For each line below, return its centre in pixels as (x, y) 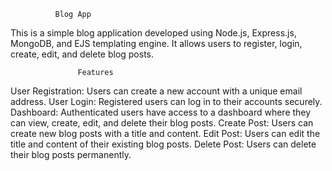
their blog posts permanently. (71, 154)
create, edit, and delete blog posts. (82, 54)
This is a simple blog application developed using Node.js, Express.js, (153, 33)
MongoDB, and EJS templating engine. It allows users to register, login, (156, 43)
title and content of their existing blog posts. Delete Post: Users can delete (163, 144)
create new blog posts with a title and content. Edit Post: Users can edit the (165, 133)
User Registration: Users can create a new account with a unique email (156, 91)
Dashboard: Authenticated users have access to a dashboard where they (161, 112)
